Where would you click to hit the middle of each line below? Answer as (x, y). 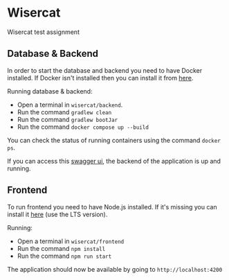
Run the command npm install (61, 248)
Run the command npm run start (64, 256)
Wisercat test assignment (43, 32)
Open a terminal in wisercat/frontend (71, 241)
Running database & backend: (50, 91)
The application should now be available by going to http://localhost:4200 (115, 269)
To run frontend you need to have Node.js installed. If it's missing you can (112, 207)
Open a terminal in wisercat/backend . (70, 105)
